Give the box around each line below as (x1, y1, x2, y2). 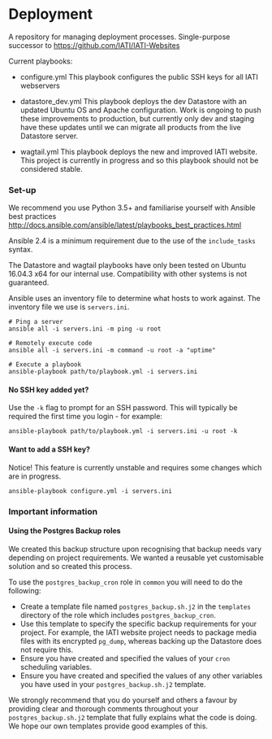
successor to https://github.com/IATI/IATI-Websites (8, 40, 180, 50)
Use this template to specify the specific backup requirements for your (19, 619, 257, 628)
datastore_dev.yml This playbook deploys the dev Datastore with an (19, 96, 248, 106)
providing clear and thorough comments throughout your (8, 703, 199, 713)
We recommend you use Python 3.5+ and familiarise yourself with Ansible (8, 203, 256, 212)
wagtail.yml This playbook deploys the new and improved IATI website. (19, 146, 258, 156)
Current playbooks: (8, 56, 73, 66)
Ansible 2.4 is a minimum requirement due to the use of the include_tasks (8, 236, 256, 246)
